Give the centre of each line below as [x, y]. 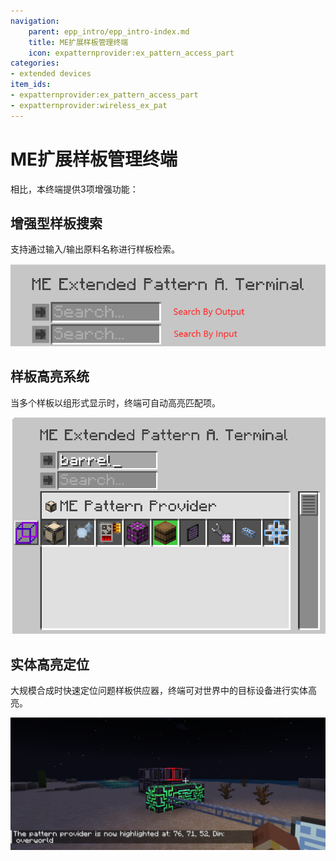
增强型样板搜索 [56, 223]
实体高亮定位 [50, 664]
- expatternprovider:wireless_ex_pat [89, 105]
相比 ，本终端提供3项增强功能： [74, 189]
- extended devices [51, 74]
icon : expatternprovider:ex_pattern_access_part [131, 53]
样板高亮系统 [50, 376]
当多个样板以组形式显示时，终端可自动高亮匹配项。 [115, 402]
